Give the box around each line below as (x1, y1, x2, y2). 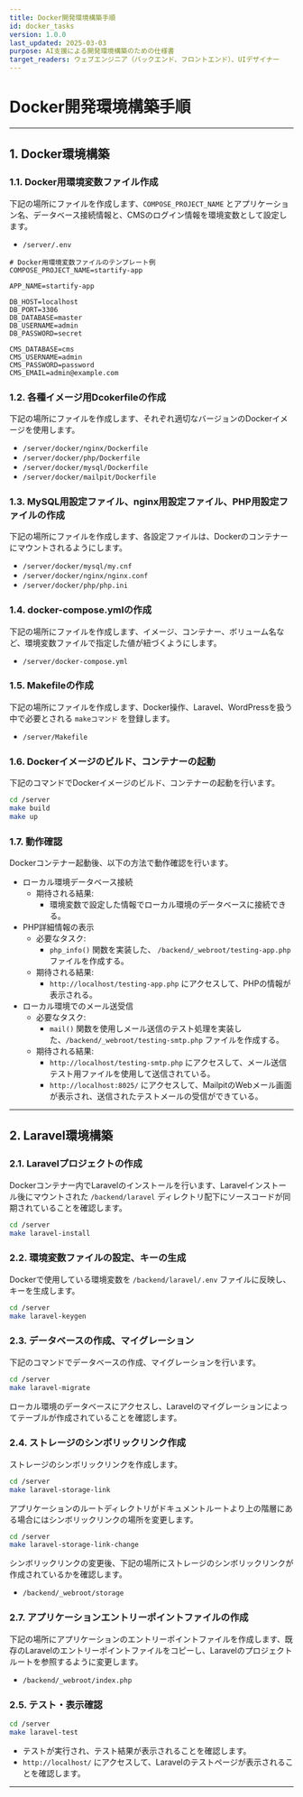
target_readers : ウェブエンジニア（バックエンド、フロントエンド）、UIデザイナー (9, 55, 280, 64)
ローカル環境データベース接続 (22, 877, 133, 888)
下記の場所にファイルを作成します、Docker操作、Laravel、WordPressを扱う (9, 701, 293, 713)
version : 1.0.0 (9, 30, 67, 39)
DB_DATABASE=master (9, 313, 83, 322)
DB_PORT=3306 (9, 305, 59, 314)
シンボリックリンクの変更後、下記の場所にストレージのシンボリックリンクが (9, 1558, 294, 1569)
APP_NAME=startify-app (9, 281, 95, 290)
